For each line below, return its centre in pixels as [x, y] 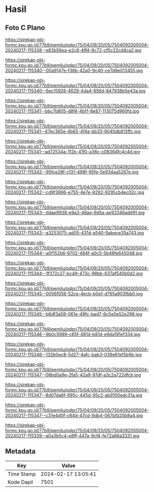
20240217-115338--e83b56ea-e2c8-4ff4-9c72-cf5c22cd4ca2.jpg [73, 50]
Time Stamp [22, 474]
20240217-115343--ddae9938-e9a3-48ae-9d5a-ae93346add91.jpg [75, 213]
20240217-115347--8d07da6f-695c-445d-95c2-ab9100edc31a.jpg [74, 395]
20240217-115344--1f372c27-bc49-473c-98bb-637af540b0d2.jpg [74, 273]
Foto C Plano [25, 28]
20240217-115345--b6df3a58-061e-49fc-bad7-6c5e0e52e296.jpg [74, 314]
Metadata [20, 451]
